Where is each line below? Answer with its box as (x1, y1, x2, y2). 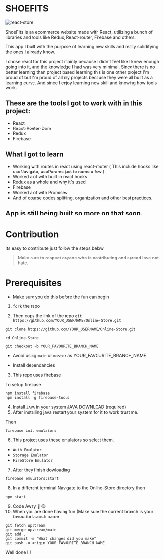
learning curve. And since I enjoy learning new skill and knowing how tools (5, 80, 157, 86)
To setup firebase (5, 381, 41, 387)
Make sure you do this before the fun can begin (12, 294, 110, 300)
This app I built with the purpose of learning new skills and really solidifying (5, 43, 159, 49)
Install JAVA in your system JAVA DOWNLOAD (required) (12, 404, 126, 410)
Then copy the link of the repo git (12, 312, 82, 319)
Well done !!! (5, 549, 31, 555)
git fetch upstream (5, 523, 46, 528)
